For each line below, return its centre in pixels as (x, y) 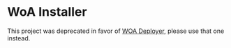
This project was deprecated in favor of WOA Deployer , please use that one (116, 31)
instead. (19, 38)
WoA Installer (47, 12)
